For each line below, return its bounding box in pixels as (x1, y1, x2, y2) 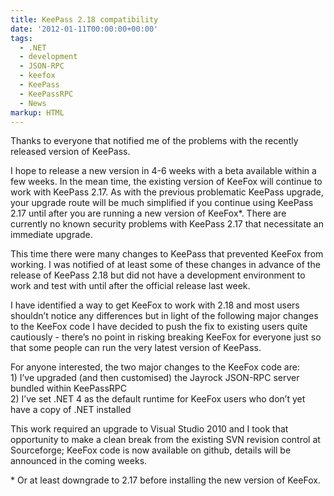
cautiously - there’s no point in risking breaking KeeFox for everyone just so (10, 331, 322, 343)
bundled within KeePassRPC (10, 382, 127, 395)
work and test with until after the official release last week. (10, 280, 251, 292)
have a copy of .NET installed (10, 404, 132, 416)
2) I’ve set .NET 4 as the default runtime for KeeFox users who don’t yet (10, 393, 306, 405)
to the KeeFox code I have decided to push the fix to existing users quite (10, 321, 308, 333)
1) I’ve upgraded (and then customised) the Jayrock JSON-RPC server (10, 372, 300, 384)
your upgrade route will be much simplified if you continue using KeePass (10, 197, 314, 209)
